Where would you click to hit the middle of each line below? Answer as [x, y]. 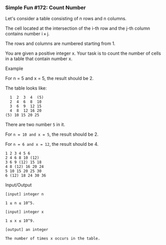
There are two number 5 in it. [35, 125]
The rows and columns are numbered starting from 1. [60, 44]
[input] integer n [24, 194]
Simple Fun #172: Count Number [46, 8]
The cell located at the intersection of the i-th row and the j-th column [78, 28]
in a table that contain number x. [39, 59]
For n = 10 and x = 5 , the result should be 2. [52, 134]
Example [14, 69]
